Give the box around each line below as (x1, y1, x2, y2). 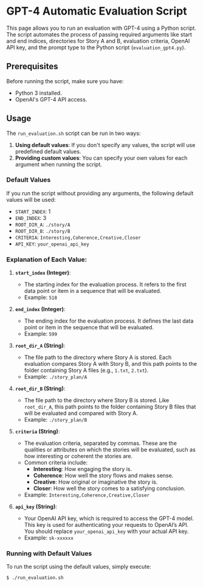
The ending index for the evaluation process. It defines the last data (24, 317, 194, 324)
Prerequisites (6, 61, 58, 72)
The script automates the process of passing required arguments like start (6, 30, 193, 38)
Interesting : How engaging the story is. (33, 465, 132, 473)
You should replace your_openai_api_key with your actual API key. (24, 527, 189, 535)
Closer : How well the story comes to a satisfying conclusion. (33, 485, 185, 492)
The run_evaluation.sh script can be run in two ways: (6, 129, 141, 137)
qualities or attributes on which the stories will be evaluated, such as (24, 446, 196, 453)
